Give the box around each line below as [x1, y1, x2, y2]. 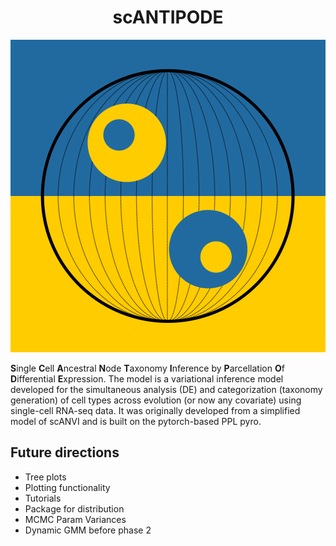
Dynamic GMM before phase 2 [24, 524, 152, 536]
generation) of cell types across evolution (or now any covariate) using [10, 394, 302, 406]
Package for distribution [24, 502, 125, 515]
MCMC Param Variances [24, 513, 127, 525]
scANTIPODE [112, 6, 224, 29]
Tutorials [24, 492, 62, 504]
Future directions [10, 444, 120, 461]
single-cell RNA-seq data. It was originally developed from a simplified [10, 404, 301, 416]
